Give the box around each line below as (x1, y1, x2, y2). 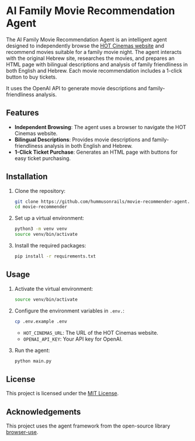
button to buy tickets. (6, 73, 57, 80)
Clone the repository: (14, 187, 66, 194)
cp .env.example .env (14, 318, 67, 324)
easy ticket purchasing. (14, 154, 71, 162)
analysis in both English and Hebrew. (44, 142, 133, 149)
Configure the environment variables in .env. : (14, 307, 124, 314)
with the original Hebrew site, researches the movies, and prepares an (6, 55, 175, 62)
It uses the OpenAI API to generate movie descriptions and (6, 84, 147, 91)
